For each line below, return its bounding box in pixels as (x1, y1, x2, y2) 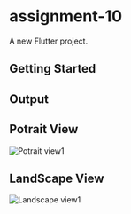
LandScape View (9, 170, 104, 186)
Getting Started (9, 61, 96, 76)
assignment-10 (9, 6, 122, 27)
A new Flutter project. (9, 36, 89, 46)
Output (9, 91, 49, 107)
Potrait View (9, 122, 79, 137)
